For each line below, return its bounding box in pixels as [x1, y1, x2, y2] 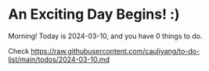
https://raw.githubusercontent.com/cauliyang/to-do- [31, 46, 200, 55]
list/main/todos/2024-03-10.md [8, 55, 110, 64]
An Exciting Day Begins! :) [8, 5, 180, 23]
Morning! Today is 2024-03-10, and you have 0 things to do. [8, 31, 203, 41]
